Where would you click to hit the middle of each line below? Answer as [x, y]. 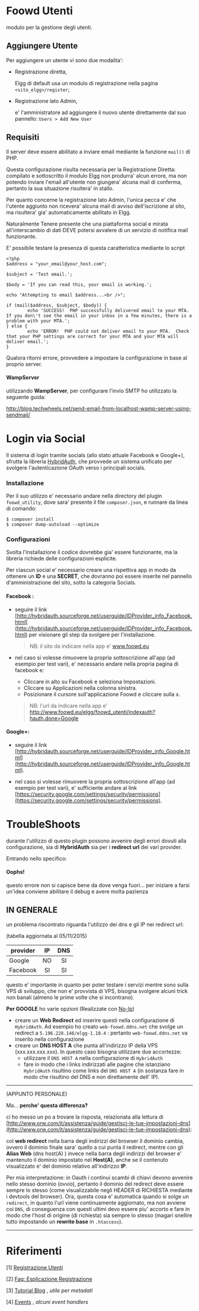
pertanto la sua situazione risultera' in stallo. [60, 188]
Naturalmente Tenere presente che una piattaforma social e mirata [87, 224]
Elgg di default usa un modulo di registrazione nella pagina [86, 83]
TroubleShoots [44, 824]
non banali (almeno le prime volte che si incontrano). [70, 997]
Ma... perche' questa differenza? [47, 1105]
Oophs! [15, 872]
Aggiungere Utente [42, 46]
